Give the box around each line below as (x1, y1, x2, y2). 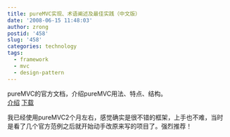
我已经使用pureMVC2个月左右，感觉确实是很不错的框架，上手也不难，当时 (7, 113, 224, 122)
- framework (13, 56, 49, 63)
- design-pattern (13, 69, 65, 76)
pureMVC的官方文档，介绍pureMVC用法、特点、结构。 (7, 89, 167, 98)
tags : (7, 50, 23, 57)
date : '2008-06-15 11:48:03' (7, 17, 93, 24)
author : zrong (7, 23, 49, 30)
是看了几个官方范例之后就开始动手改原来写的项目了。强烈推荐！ (7, 122, 192, 130)
